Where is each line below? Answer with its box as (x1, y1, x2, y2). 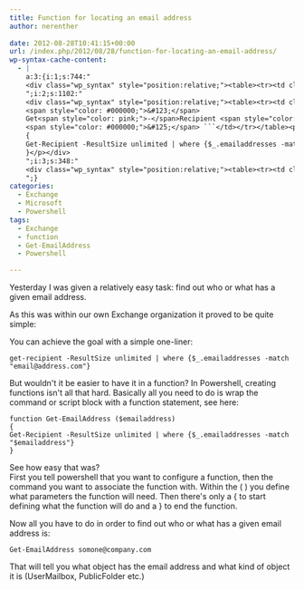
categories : (9, 182, 54, 191)
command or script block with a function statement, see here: (9, 397, 240, 408)
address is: (9, 527, 51, 539)
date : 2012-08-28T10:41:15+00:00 (9, 38, 136, 48)
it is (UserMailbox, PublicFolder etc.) (9, 571, 145, 582)
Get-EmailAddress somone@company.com (9, 546, 152, 555)
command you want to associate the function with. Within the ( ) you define (9, 481, 290, 492)
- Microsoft (17, 198, 63, 208)
